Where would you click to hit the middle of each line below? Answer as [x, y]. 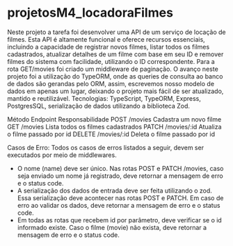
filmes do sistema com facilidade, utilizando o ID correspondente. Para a [111, 61]
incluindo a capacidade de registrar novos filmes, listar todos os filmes [109, 47]
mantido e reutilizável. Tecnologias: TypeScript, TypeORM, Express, [104, 98]
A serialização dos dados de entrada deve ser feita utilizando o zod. [114, 190]
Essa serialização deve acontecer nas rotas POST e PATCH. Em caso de [120, 198]
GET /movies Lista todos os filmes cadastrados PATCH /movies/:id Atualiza [114, 126]
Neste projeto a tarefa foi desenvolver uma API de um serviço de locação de [116, 32]
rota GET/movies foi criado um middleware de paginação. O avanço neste [113, 69]
